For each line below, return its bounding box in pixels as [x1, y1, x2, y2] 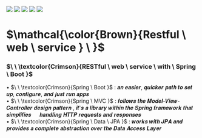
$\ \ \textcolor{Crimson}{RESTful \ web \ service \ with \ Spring [6, 63, 196, 71]
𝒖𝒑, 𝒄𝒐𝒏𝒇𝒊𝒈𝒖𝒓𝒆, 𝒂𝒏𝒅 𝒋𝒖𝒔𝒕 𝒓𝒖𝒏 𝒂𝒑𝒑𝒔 [6, 91, 89, 98]
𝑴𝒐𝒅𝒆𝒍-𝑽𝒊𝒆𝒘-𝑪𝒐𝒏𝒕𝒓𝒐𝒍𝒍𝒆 [147, 97, 180, 105]
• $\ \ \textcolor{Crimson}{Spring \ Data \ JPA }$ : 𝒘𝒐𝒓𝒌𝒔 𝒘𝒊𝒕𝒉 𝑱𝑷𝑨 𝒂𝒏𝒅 [6, 118, 183, 125]
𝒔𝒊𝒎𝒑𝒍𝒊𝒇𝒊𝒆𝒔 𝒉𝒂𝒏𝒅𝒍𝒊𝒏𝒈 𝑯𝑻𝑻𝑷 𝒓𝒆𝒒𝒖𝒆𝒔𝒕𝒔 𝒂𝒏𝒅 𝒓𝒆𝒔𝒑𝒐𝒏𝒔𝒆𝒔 [6, 111, 141, 119]
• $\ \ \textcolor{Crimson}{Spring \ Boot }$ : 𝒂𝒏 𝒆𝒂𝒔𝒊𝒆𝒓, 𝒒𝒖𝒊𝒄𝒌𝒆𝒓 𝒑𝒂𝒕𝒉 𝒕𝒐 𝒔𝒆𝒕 [6, 84, 193, 91]
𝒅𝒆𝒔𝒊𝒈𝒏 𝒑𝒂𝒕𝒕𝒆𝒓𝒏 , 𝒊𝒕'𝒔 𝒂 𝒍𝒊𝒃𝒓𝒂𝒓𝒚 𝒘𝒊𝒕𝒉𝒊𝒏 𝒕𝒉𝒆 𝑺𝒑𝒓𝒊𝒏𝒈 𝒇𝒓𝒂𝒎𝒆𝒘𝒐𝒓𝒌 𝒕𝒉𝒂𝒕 [33, 104, 193, 112]
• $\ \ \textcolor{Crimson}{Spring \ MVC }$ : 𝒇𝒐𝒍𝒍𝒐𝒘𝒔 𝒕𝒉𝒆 [6, 97, 146, 105]
